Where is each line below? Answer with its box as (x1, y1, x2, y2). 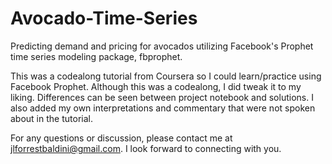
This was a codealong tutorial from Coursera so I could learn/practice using (10, 70, 322, 82)
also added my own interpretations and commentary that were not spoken (10, 102, 316, 114)
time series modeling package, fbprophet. (10, 50, 183, 62)
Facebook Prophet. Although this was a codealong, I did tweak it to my (10, 80, 302, 92)
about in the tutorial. (10, 112, 93, 124)
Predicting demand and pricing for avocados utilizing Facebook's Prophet (10, 40, 314, 52)
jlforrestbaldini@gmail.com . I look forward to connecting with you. (10, 142, 282, 154)
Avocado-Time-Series (10, 7, 198, 30)
